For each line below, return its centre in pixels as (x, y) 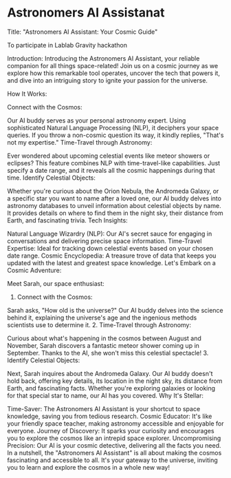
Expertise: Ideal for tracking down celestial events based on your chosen (110, 248)
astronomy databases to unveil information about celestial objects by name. (114, 205)
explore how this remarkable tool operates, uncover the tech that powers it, (113, 73)
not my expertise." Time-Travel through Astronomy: (80, 142)
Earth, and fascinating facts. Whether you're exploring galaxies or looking (111, 388)
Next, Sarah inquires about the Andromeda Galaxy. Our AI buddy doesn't (110, 373)
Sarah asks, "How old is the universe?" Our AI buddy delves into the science (115, 310)
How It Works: (27, 94)
